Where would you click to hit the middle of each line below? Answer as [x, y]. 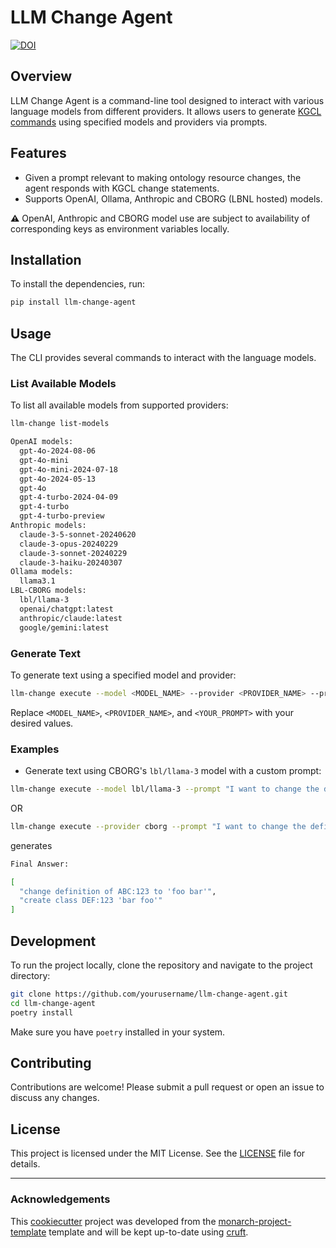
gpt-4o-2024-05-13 [58, 479]
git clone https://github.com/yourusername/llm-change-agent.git [149, 994]
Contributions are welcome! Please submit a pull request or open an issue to [167, 1087]
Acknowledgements [60, 1199]
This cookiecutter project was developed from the [113, 1221]
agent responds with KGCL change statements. [122, 188]
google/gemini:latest [64, 627]
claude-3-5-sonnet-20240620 [78, 534]
